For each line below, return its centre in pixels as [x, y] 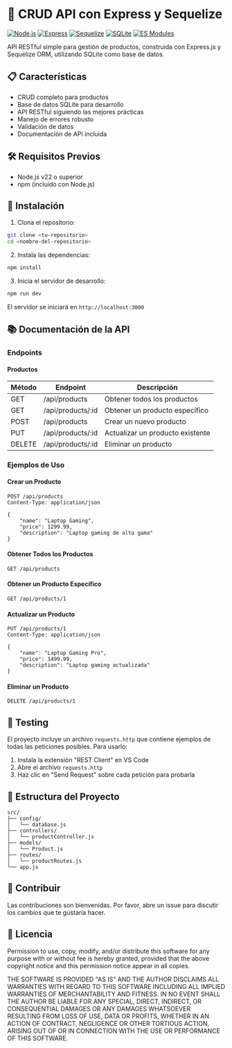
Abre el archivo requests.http [60, 767]
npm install [24, 268]
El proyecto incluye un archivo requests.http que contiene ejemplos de [109, 739]
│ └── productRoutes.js [44, 861]
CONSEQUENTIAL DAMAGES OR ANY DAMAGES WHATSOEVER [99, 1008]
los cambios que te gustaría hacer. [56, 912]
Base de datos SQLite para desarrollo [70, 104]
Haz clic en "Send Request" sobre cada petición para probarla [106, 775]
